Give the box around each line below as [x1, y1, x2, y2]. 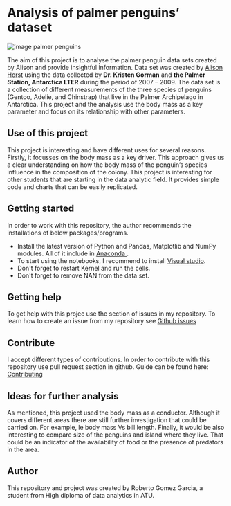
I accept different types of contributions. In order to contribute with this [7, 355, 210, 364]
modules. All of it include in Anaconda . [17, 249, 129, 257]
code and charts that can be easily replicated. [7, 182, 138, 191]
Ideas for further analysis [7, 390, 119, 402]
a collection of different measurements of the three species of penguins [7, 85, 212, 93]
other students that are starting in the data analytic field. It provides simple [7, 175, 220, 183]
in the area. [7, 445, 39, 453]
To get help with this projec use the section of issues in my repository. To [7, 309, 216, 318]
